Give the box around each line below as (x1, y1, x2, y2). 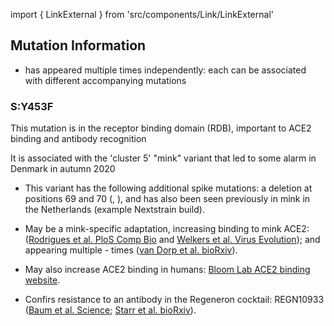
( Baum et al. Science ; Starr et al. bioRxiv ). (24, 304, 197, 316)
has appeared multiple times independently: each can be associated (24, 64, 307, 76)
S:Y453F (10, 99, 54, 113)
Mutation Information (10, 37, 147, 54)
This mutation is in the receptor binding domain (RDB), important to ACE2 (10, 122, 312, 134)
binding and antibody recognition (10, 133, 147, 145)
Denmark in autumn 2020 (10, 163, 116, 175)
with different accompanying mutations (24, 74, 187, 86)
